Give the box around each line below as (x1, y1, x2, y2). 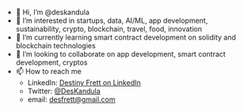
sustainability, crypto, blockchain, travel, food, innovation (15, 24, 203, 33)
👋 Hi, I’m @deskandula (15, 8, 90, 17)
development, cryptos (15, 58, 88, 67)
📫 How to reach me (15, 67, 82, 76)
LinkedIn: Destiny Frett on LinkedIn (27, 78, 141, 87)
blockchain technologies (15, 41, 97, 50)
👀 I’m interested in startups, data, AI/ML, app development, (15, 16, 208, 25)
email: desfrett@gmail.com (27, 95, 116, 104)
